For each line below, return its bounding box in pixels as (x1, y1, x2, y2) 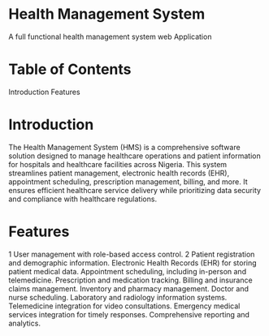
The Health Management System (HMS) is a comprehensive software (8, 142, 241, 152)
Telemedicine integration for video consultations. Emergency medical (8, 301, 241, 311)
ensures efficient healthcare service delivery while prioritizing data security (8, 185, 262, 195)
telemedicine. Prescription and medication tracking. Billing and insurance (8, 275, 254, 285)
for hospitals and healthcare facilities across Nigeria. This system (8, 159, 228, 169)
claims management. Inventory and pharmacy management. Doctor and (8, 283, 249, 293)
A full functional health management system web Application (8, 32, 212, 41)
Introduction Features (8, 87, 80, 97)
